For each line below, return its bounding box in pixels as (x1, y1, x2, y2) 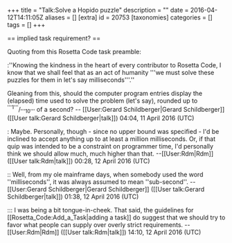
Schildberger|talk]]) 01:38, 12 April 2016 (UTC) (7, 192, 139, 201)
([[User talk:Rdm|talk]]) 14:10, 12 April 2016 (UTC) (60, 228, 202, 237)
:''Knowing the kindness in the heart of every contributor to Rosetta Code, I (7, 61, 222, 69)
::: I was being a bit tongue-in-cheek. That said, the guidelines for (7, 206, 194, 215)
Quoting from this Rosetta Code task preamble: (7, 48, 142, 56)
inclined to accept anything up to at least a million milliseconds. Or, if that (7, 135, 216, 143)
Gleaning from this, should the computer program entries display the (7, 90, 203, 97)
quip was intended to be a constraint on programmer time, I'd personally (7, 142, 213, 151)
